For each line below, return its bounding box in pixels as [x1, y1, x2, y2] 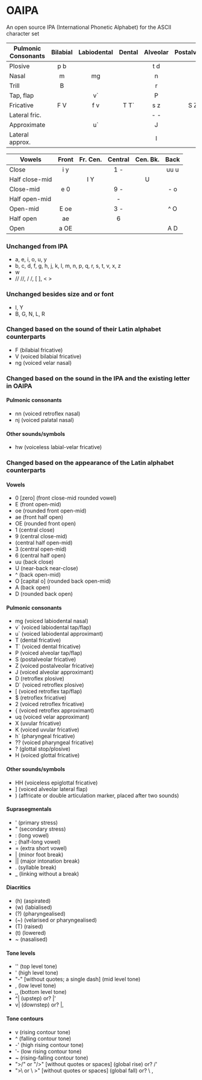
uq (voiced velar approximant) [14, 713, 90, 721]
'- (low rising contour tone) [14, 1047, 82, 1055]
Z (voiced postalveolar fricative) [14, 662, 94, 669]
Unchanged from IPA [6, 242, 68, 250]
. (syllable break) [14, 863, 57, 871]
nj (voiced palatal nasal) [14, 416, 75, 423]
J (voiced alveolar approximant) [14, 669, 94, 676]
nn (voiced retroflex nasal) [14, 410, 81, 417]
